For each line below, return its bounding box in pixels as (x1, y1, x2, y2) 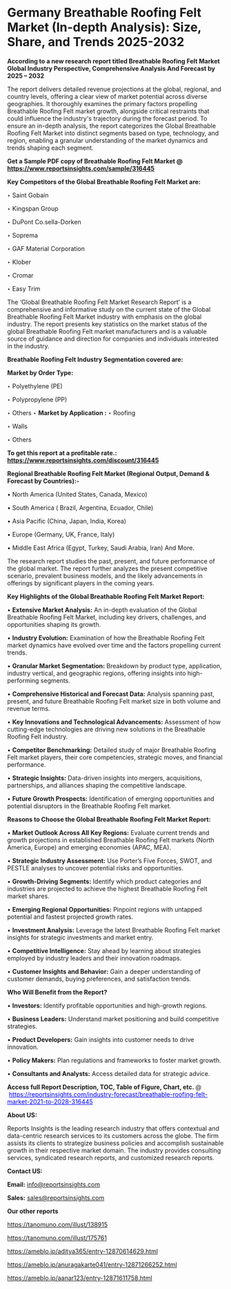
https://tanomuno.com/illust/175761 (7, 1233, 107, 1242)
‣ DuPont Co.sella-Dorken (7, 217, 81, 226)
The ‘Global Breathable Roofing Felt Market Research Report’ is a (7, 298, 192, 306)
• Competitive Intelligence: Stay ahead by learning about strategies (7, 946, 201, 955)
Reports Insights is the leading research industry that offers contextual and (7, 1124, 219, 1132)
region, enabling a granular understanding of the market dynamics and (7, 136, 208, 144)
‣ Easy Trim (7, 284, 41, 292)
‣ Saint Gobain (7, 191, 49, 199)
